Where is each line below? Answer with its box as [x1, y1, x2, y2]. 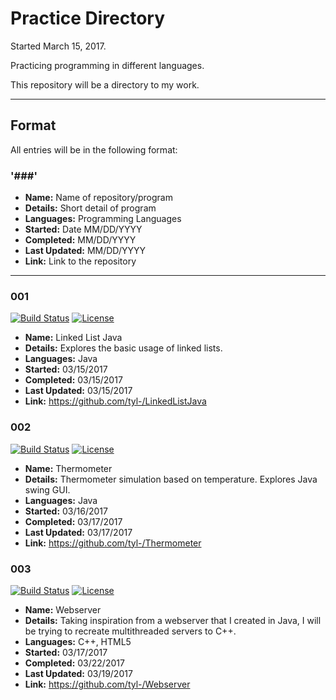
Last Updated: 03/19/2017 [24, 667, 133, 679]
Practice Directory [10, 7, 166, 30]
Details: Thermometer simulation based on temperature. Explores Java [24, 473, 318, 485]
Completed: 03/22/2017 [24, 657, 125, 669]
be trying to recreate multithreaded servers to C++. [24, 625, 237, 637]
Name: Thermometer [24, 462, 113, 474]
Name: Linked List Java [24, 332, 123, 344]
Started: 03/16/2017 [24, 505, 108, 517]
